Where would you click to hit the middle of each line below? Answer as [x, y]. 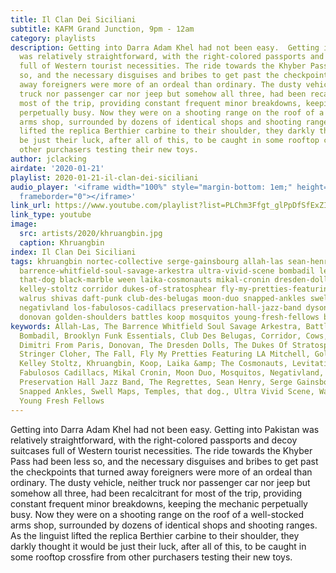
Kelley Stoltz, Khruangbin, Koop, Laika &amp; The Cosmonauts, [153, 364]
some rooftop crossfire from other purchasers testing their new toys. [151, 557]
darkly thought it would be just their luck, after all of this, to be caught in [158, 546]
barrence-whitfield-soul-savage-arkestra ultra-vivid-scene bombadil [167, 271]
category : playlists [53, 38]
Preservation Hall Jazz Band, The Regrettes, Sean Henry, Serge [156, 382]
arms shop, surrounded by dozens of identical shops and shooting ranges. [164, 525]
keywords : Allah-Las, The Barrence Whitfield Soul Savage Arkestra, [156, 326]
